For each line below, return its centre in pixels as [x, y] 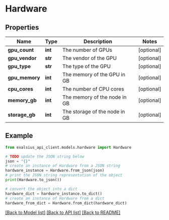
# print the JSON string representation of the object [64, 175]
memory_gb [22, 100]
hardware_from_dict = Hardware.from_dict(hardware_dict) [66, 203]
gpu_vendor [22, 58]
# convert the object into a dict [41, 189]
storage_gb [22, 115]
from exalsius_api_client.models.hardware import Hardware [68, 147]
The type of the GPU [87, 66]
